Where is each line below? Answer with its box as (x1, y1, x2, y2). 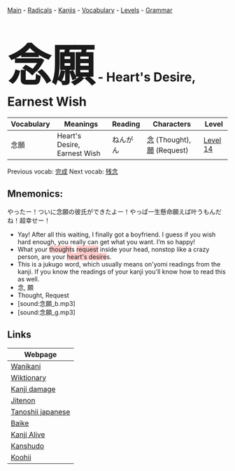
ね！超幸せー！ (7, 216, 50, 225)
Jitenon (10, 395, 36, 405)
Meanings (64, 119, 99, 129)
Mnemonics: (7, 188, 64, 200)
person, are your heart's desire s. (17, 252, 112, 261)
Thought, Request (17, 290, 70, 300)
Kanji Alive (10, 430, 45, 440)
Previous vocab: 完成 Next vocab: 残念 (7, 167, 118, 176)
